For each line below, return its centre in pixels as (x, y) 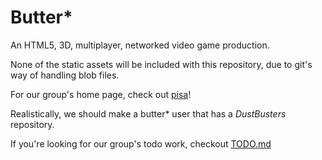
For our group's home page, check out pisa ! (101, 94)
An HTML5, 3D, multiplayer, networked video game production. (140, 45)
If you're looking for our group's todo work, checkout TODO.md (141, 143)
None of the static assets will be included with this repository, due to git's (161, 64)
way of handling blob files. (65, 75)
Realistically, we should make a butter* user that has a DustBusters (148, 113)
